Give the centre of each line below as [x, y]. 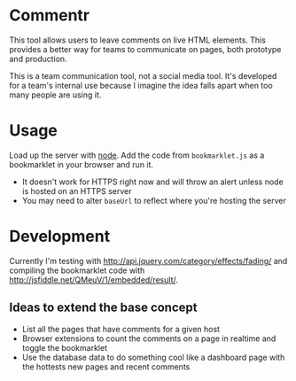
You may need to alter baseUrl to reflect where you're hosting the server [154, 200]
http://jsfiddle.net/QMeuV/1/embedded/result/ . [94, 279]
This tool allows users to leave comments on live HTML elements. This [137, 40]
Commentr [50, 16]
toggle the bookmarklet [65, 347]
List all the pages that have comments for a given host [121, 329]
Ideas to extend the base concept [103, 308]
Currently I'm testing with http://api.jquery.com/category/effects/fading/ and [148, 260]
